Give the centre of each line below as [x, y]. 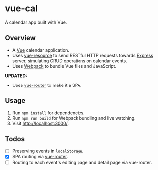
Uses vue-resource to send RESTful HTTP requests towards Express [82, 55]
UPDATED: [16, 76]
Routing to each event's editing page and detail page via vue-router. [82, 162]
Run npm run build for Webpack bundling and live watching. [74, 118]
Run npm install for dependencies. [49, 113]
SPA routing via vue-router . [40, 157]
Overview [21, 38]
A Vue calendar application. [41, 50]
